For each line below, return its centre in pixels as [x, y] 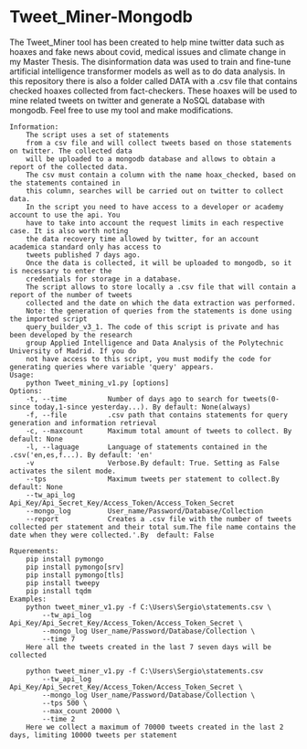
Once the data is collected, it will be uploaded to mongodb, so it [159, 262]
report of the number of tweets [71, 294]
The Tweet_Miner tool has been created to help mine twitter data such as [147, 42]
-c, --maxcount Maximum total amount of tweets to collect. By [159, 431]
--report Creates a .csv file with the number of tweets [159, 519]
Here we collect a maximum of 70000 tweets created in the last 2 [155, 727]
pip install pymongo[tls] [75, 575]
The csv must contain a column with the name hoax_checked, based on [161, 175]
